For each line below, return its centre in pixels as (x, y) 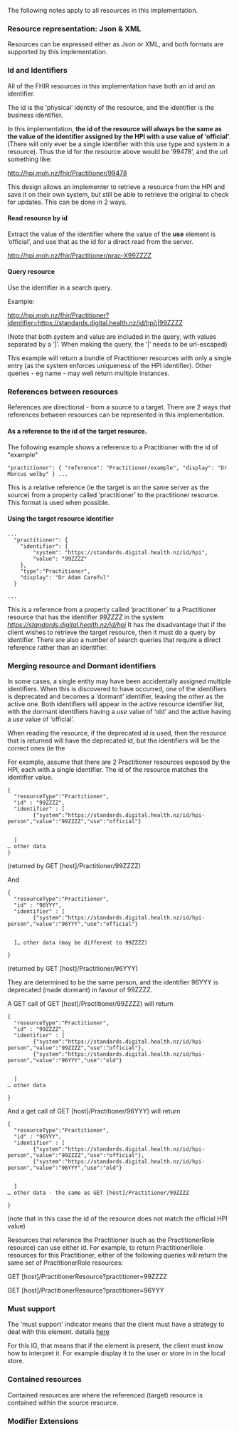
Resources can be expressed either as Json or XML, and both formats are (116, 44)
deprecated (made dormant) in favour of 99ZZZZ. (80, 990)
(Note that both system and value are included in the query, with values (112, 337)
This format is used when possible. (59, 502)
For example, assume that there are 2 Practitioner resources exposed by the (119, 762)
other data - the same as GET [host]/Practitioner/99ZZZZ (102, 1193)
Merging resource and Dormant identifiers (82, 666)
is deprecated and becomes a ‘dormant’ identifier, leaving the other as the (116, 696)
